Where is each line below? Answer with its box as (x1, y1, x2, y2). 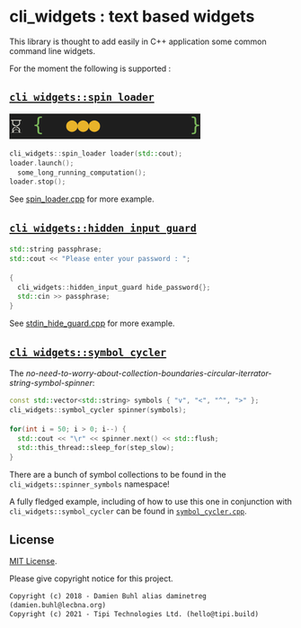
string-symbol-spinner (9, 378, 93, 388)
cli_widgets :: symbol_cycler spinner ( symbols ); (9, 405, 187, 415)
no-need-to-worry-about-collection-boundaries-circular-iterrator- (25, 368, 272, 379)
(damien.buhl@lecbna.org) (9, 600, 106, 609)
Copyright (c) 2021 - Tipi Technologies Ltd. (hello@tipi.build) (9, 609, 259, 618)
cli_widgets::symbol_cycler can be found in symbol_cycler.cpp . (9, 506, 247, 516)
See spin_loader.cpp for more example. (9, 193, 155, 204)
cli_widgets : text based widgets (9, 6, 255, 27)
